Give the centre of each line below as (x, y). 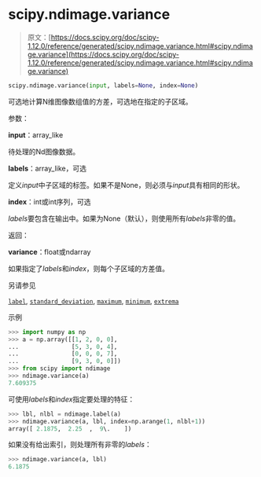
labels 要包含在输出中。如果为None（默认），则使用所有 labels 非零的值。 (124, 218)
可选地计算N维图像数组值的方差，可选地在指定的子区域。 (100, 101)
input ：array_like (36, 134)
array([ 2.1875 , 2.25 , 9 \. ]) (70, 429)
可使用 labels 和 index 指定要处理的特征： (72, 399)
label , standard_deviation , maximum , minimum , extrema (94, 301)
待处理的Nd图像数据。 (44, 152)
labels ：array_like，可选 (47, 168)
